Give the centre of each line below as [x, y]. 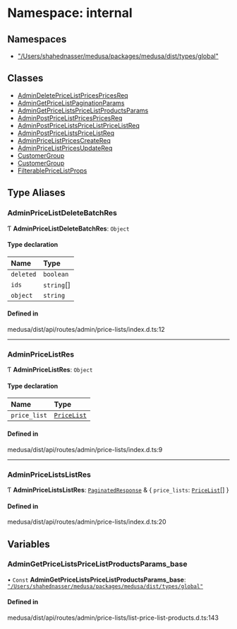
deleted [24, 274]
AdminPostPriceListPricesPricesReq [70, 117]
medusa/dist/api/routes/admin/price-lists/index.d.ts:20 [87, 522]
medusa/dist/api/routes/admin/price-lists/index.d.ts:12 [86, 329]
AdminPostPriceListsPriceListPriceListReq [78, 125]
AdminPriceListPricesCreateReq [64, 140]
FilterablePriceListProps [52, 171]
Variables [29, 544]
